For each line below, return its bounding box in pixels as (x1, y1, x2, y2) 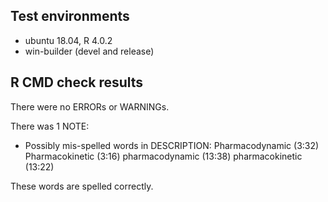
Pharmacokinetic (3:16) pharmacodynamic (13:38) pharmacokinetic (24, 150, 303, 162)
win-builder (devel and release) (24, 45, 155, 57)
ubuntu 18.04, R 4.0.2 (24, 34, 113, 46)
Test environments (10, 8, 130, 25)
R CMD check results (10, 74, 144, 91)
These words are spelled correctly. (10, 180, 154, 192)
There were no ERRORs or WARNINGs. (10, 100, 170, 113)
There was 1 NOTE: (10, 120, 90, 132)
